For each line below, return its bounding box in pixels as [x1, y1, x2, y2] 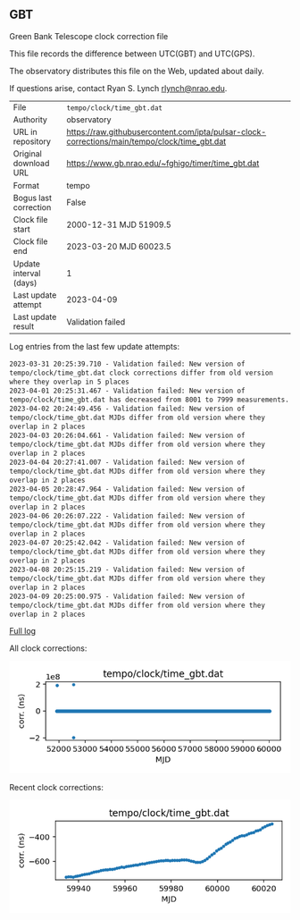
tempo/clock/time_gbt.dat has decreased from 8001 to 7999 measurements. [9, 395, 290, 404]
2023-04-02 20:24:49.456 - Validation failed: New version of [9, 404, 246, 413]
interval [12, 267, 41, 278]
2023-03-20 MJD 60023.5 [66, 241, 171, 251]
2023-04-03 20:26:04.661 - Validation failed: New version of [9, 431, 246, 440]
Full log [9, 625, 37, 636]
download [12, 158, 50, 169]
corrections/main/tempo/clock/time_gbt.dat [66, 136, 227, 147]
